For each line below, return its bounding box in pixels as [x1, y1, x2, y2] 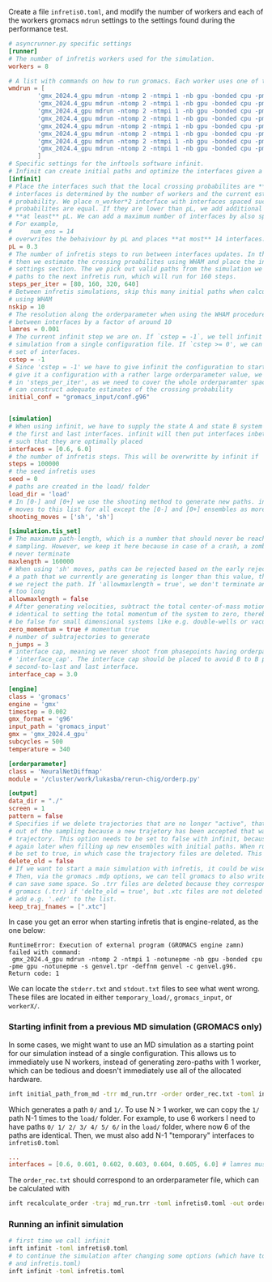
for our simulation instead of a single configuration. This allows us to [8, 1048, 236, 1058]
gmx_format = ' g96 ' [8, 715, 74, 723]
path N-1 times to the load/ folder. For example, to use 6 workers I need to [8, 1113, 256, 1122]
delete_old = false [8, 858, 74, 866]
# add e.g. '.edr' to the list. [8, 895, 117, 903]
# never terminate [8, 550, 70, 558]
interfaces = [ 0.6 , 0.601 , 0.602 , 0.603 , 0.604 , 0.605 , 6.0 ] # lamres [8, 1161, 252, 1169]
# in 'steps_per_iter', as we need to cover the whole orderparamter [8, 378, 249, 386]
